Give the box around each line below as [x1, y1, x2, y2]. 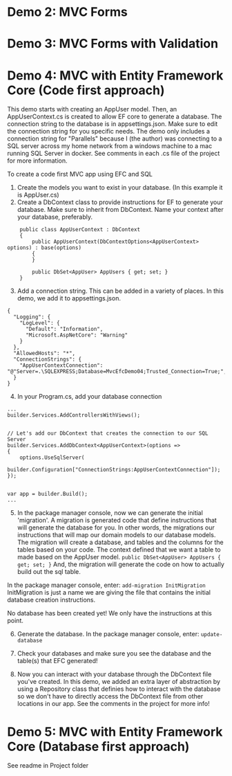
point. [7, 617, 24, 625]
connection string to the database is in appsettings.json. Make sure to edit [7, 120, 218, 128]
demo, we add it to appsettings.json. [17, 294, 121, 303]
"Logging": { [13, 314, 51, 321]
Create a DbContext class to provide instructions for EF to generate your [17, 198, 223, 206]
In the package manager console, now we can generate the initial [17, 509, 204, 517]
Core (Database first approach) [7, 739, 190, 755]
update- [200, 631, 223, 638]
